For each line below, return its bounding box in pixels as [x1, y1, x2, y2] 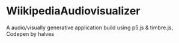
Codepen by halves [6, 30, 55, 37]
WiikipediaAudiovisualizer [6, 4, 141, 18]
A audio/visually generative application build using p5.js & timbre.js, [6, 24, 173, 31]
